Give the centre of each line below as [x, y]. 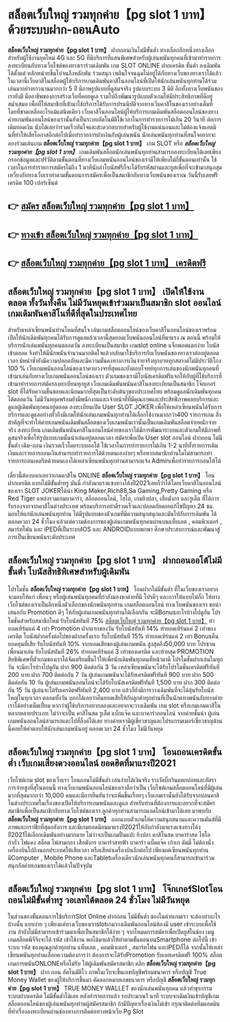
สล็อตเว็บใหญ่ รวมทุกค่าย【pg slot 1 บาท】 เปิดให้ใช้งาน [106, 291]
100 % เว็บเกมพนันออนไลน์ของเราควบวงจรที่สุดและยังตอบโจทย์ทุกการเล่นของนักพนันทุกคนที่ [113, 368]
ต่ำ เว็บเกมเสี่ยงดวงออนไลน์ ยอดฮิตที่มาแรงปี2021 [92, 764]
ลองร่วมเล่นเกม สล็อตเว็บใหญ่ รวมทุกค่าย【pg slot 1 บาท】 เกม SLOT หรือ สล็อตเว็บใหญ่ [112, 143]
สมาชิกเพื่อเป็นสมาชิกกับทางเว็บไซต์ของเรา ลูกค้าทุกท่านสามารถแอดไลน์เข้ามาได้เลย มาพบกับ [110, 810]
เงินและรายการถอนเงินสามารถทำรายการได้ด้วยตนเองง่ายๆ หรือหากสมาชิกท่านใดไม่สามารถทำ [110, 452]
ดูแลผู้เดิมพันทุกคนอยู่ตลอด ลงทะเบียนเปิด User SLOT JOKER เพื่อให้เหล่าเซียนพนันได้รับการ [115, 407]
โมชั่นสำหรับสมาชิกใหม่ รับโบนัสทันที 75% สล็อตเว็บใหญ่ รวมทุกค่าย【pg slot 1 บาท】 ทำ [111, 620]
